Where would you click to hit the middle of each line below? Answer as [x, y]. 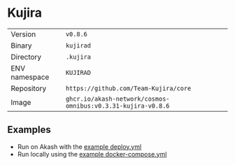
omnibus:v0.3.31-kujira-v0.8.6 [117, 106]
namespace [30, 77]
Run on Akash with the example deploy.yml [79, 146]
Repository [29, 88]
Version [23, 34]
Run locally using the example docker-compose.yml [92, 154]
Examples [29, 130]
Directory [26, 57]
